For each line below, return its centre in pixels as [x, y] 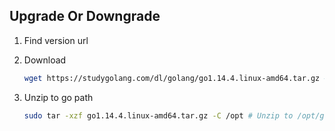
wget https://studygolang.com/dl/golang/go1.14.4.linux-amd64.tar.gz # [176, 78]
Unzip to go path [58, 97]
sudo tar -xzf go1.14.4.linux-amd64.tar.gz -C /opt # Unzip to [158, 115]
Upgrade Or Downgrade [85, 16]
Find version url [56, 40]
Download [45, 60]
